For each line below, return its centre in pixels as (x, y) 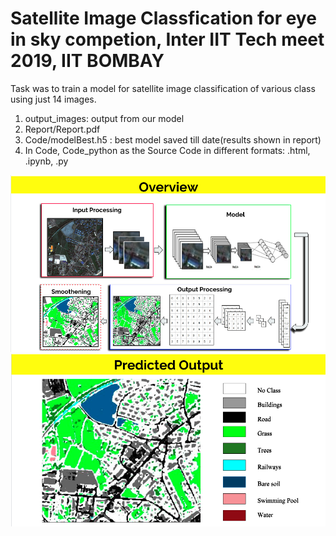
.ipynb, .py (46, 161)
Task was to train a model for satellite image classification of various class (163, 88)
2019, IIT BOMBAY (87, 61)
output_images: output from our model (104, 118)
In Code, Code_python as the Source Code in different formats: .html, (167, 150)
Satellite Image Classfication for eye (163, 18)
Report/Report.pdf (62, 129)
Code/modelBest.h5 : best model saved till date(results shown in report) (173, 139)
